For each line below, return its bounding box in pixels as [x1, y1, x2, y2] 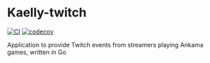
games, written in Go [7, 48, 67, 56]
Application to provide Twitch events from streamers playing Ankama [7, 40, 204, 49]
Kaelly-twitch [7, 5, 87, 21]
